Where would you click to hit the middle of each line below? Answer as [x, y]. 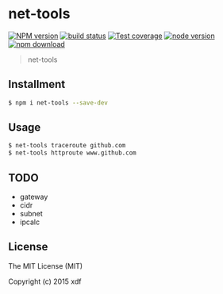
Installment [37, 84]
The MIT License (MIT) [46, 265]
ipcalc [30, 222]
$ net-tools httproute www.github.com [72, 153]
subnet [31, 214]
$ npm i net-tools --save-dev [58, 103]
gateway [34, 197]
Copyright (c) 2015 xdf [45, 281]
